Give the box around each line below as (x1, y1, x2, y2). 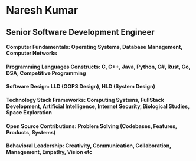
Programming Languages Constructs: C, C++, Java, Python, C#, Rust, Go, (6, 63, 191, 70)
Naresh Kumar (6, 4, 79, 17)
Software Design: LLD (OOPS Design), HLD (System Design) (6, 83, 155, 90)
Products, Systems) (6, 129, 56, 136)
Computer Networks (6, 50, 58, 57)
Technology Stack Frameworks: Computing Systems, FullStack (6, 96, 164, 103)
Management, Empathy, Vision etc (6, 149, 93, 156)
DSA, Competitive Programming (6, 69, 87, 77)
